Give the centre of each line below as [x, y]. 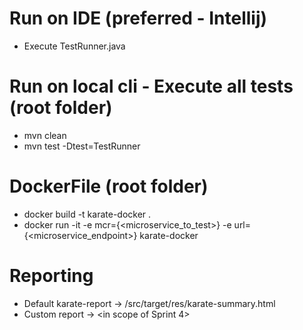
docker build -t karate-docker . [87, 214]
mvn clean [45, 135]
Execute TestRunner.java [74, 46]
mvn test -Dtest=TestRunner [82, 146]
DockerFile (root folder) [109, 186]
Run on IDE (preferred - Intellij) [138, 18]
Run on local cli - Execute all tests [151, 86]
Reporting [51, 276]
